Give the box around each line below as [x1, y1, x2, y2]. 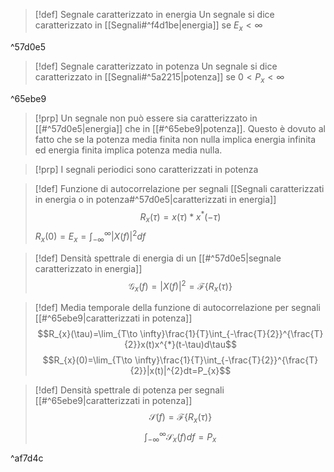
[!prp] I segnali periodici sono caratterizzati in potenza [34, 163, 259, 175]
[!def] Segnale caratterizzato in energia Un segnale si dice [34, 9, 275, 20]
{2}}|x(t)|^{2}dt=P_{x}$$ [129, 364, 232, 376]
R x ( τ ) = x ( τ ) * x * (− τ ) [139, 209, 222, 225]
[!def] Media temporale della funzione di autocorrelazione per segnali [34, 301, 321, 313]
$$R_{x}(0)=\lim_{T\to [42, 354, 133, 366]
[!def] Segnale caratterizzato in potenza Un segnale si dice [34, 60, 278, 72]
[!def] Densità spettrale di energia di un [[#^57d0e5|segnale [34, 252, 282, 264]
